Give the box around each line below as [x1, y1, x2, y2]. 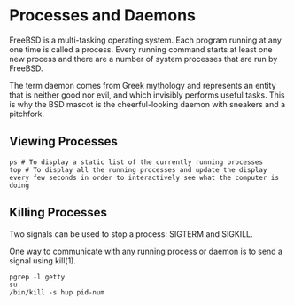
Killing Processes [9, 205, 108, 220]
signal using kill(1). [9, 255, 77, 266]
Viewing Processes [9, 134, 118, 149]
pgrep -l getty [9, 272, 66, 281]
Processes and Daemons [9, 5, 197, 26]
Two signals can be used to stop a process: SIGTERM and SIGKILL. [9, 228, 254, 239]
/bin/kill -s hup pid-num [9, 287, 104, 297]
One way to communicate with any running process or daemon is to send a [9, 246, 283, 256]
